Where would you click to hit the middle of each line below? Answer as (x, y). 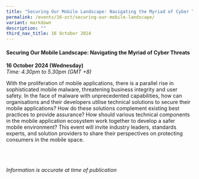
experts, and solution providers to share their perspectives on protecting (94, 134)
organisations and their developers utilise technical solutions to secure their (98, 102)
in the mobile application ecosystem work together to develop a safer (91, 121)
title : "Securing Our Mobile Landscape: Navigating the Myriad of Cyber (98, 12)
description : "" (26, 28)
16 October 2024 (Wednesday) (45, 66)
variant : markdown (29, 22)
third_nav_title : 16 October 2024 (49, 34)
